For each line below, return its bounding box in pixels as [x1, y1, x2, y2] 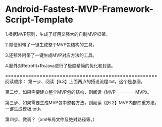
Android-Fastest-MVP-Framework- [5, 3, 154, 15]
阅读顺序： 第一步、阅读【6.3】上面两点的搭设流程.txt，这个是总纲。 [5, 78, 145, 84]
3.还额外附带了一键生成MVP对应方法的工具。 [5, 52, 97, 58]
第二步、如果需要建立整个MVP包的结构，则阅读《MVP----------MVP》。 [5, 89, 152, 95]
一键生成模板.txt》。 [5, 106, 45, 112]
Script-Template [5, 14, 73, 25]
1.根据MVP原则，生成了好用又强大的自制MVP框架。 [5, 31, 110, 37]
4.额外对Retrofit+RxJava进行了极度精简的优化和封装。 [5, 63, 115, 68]
